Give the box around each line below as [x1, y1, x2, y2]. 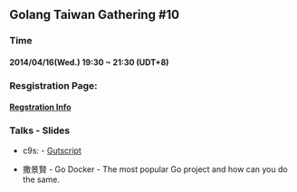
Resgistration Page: [9, 79, 98, 91]
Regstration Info [9, 101, 72, 112]
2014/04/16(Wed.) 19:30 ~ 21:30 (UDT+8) [9, 56, 169, 67]
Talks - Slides [9, 124, 71, 137]
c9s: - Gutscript [22, 145, 81, 156]
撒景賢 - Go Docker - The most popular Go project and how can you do [22, 163, 288, 175]
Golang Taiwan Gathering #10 [9, 7, 180, 23]
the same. [22, 174, 61, 185]
